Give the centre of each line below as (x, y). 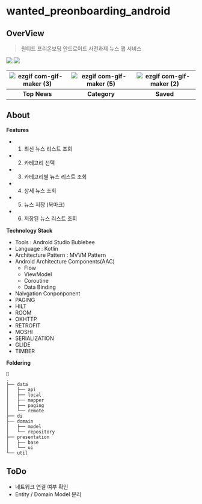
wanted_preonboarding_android (88, 11)
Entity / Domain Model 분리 (48, 494)
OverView (25, 33)
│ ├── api (21, 389)
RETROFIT (28, 325)
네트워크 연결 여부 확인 (41, 487)
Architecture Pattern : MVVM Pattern (60, 255)
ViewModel (38, 274)
